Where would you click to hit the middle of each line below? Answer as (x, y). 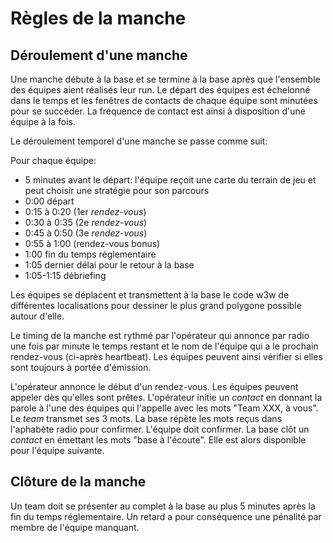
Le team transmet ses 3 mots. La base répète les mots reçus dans (146, 418)
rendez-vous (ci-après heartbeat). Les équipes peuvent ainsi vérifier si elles (166, 356)
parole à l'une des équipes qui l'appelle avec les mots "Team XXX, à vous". (164, 408)
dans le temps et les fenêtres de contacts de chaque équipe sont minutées (164, 100)
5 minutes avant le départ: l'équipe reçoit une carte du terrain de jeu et (170, 180)
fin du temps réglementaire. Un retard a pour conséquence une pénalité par (166, 516)
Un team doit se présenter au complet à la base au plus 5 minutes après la (163, 506)
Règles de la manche (98, 18)
